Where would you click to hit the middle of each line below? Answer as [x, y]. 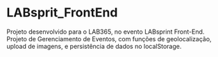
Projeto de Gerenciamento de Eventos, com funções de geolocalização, [109, 38]
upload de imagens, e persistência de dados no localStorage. [94, 46]
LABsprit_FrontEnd [62, 13]
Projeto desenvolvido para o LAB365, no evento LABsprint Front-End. [106, 32]
